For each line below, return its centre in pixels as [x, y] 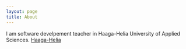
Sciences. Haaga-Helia [34, 40]
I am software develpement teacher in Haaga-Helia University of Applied [93, 33]
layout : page [22, 11]
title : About [22, 17]
